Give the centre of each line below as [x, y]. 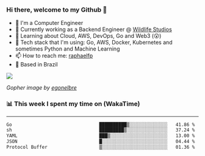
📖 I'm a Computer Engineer [49, 23]
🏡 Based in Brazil [36, 65]
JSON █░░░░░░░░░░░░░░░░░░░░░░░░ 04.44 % [101, 142]
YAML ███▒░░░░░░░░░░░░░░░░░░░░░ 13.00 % [101, 136]
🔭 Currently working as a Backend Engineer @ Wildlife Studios [93, 29]
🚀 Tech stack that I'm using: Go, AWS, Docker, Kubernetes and [94, 43]
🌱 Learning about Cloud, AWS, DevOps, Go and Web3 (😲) [88, 36]
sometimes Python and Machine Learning [67, 49]
